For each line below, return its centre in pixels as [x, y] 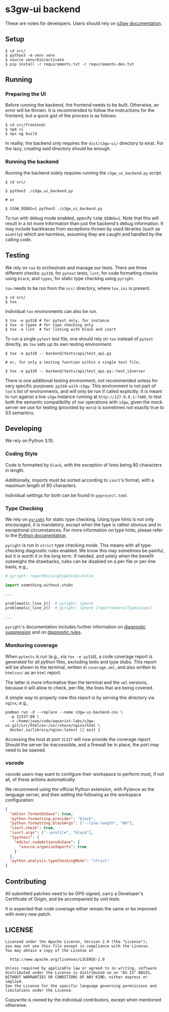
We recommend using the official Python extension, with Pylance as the [80, 789]
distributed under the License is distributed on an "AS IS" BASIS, [79, 973]
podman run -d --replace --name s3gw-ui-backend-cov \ [64, 712]
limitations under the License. [39, 990]
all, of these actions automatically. [41, 779]
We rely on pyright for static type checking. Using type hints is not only [80, 519]
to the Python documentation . [36, 535]
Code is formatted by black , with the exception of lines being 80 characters [84, 465]
